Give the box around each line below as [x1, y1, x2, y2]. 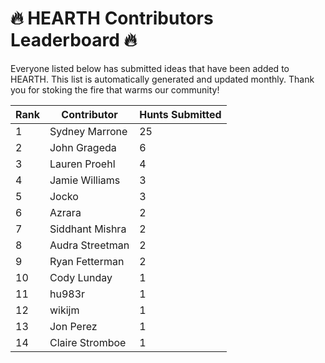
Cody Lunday [49, 270, 113, 284]
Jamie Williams [49, 173, 121, 187]
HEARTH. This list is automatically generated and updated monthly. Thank [10, 73, 315, 85]
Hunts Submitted [139, 107, 222, 121]
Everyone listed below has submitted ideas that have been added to [10, 62, 290, 74]
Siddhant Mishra [49, 222, 127, 236]
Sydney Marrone [49, 124, 128, 138]
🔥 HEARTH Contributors [10, 7, 214, 30]
